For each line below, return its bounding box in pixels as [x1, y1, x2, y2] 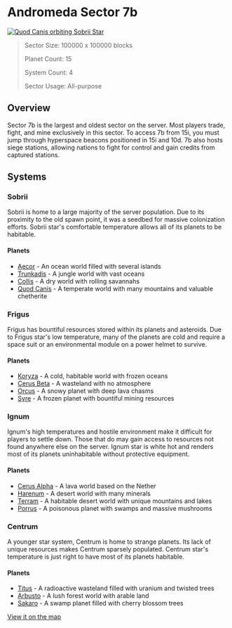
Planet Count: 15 [24, 54, 72, 63]
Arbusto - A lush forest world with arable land [17, 592, 149, 600]
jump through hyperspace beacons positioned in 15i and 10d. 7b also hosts [7, 135, 223, 144]
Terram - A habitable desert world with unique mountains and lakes [17, 496, 212, 505]
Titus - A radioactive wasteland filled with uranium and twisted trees [17, 584, 215, 593]
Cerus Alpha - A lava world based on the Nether [17, 481, 156, 490]
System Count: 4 [24, 68, 74, 76]
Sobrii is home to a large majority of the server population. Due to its [7, 208, 205, 216]
